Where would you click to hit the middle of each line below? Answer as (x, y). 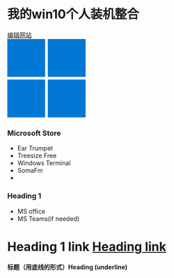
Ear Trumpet (35, 148)
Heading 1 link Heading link (87, 246)
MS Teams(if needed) (48, 218)
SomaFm (30, 171)
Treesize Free (37, 156)
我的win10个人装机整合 (73, 14)
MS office (31, 211)
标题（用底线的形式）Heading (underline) (68, 267)
